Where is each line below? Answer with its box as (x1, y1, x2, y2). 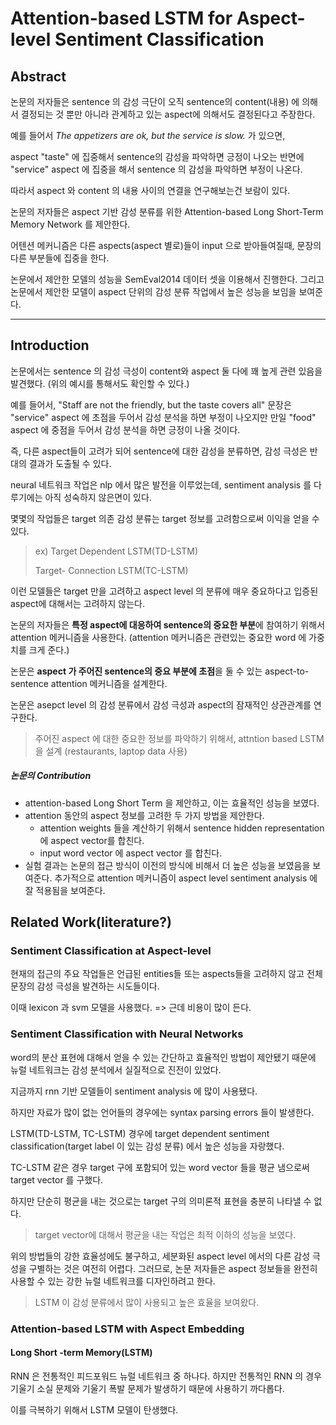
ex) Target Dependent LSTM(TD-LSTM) (34, 545, 199, 557)
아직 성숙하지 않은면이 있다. (44, 491, 152, 503)
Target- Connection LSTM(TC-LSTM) (34, 564, 189, 576)
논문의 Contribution (10, 770, 92, 782)
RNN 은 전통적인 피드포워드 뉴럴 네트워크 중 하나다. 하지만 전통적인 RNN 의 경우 (10, 1370, 322, 1382)
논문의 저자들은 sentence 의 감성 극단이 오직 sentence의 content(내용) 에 (10, 96, 300, 107)
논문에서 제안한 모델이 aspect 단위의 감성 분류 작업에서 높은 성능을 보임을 (10, 286, 297, 297)
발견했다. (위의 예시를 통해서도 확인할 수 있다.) (10, 377, 190, 389)
